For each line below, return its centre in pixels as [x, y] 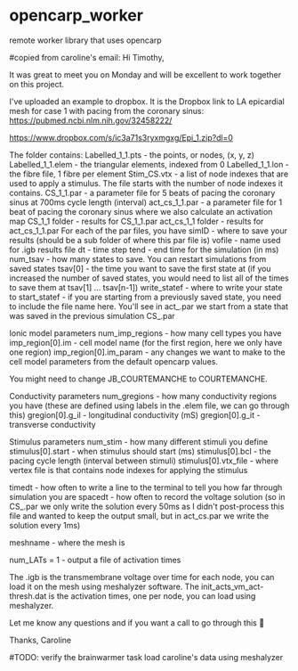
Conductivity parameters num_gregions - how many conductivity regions [143, 396]
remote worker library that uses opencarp [85, 40]
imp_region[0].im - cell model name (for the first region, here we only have [146, 342]
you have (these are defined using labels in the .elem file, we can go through [149, 405]
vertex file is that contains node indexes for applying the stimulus [129, 470]
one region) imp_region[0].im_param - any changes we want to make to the [148, 352]
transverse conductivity [52, 424]
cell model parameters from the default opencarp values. [113, 361]
